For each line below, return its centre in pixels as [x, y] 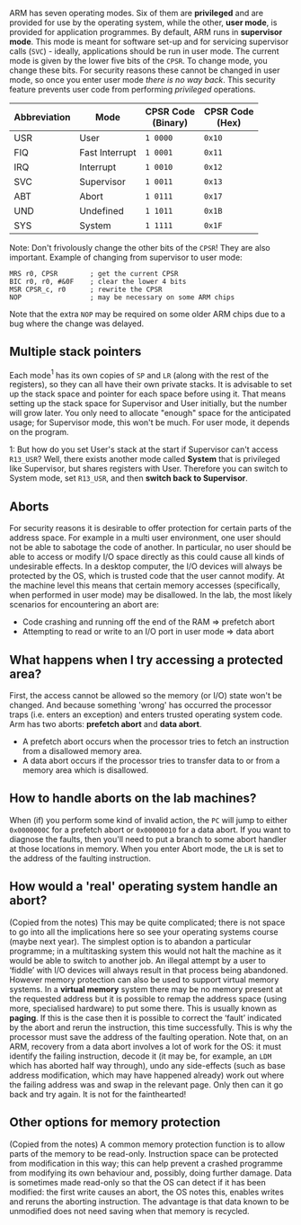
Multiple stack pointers [75, 352]
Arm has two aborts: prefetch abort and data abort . [106, 724]
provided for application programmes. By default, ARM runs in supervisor [146, 32]
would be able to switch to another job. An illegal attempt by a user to [138, 960]
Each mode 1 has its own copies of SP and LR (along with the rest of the [139, 374]
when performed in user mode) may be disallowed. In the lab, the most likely [151, 595]
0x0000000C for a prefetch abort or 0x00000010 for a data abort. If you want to [150, 830]
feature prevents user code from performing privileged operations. [133, 89]
